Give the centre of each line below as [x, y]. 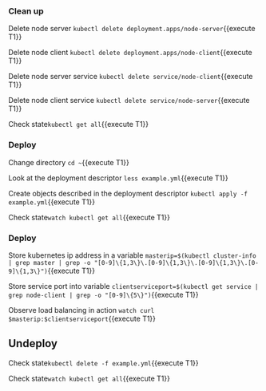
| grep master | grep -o [50, 263]
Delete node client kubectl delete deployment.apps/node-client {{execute [131, 53]
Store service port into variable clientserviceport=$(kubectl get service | [133, 286]
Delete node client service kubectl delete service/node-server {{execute [129, 101]
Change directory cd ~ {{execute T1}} [69, 162]
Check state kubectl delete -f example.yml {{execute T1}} [104, 363]
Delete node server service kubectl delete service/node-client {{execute [131, 77]
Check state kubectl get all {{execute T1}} [79, 124]
